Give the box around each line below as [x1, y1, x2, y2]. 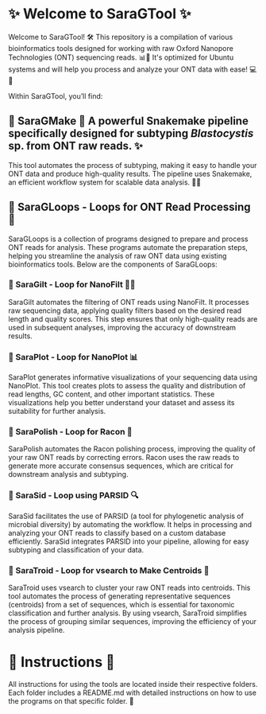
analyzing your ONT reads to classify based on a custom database [8, 528, 226, 537]
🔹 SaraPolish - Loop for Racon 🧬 [8, 427, 133, 438]
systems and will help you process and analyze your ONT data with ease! [8, 64, 249, 74]
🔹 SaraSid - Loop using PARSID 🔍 [8, 490, 139, 501]
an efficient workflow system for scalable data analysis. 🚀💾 [8, 177, 201, 187]
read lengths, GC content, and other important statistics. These [8, 389, 215, 399]
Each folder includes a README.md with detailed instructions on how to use [8, 688, 256, 697]
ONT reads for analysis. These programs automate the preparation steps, [8, 242, 249, 252]
